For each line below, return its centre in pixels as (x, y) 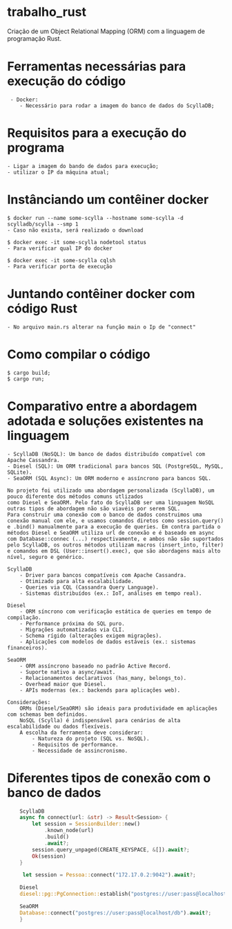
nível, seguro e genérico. (46, 557)
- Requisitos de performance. (75, 744)
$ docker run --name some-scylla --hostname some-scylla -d (96, 218)
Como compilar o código (79, 354)
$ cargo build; (29, 373)
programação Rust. (35, 38)
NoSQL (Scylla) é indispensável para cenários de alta (100, 720)
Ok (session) (49, 856)
